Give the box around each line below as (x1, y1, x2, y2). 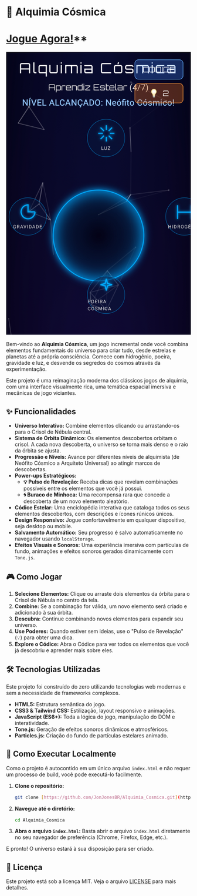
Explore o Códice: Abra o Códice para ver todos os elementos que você (14, 640, 189, 648)
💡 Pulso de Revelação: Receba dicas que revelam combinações (23, 478, 178, 485)
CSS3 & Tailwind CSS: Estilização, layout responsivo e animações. (14, 707, 176, 714)
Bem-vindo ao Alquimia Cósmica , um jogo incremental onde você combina (6, 341, 189, 348)
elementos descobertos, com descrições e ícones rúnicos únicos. (14, 511, 174, 518)
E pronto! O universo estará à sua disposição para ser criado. (6, 845, 154, 853)
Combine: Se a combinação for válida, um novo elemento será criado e (14, 603, 188, 610)
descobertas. (14, 466, 47, 473)
